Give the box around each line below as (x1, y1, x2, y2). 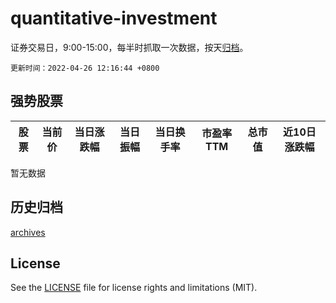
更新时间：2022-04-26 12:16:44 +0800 (10, 63, 160, 73)
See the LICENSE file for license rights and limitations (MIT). (10, 282, 258, 294)
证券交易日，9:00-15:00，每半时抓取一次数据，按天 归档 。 (10, 41, 249, 53)
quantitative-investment (10, 7, 218, 30)
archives (10, 226, 46, 238)
